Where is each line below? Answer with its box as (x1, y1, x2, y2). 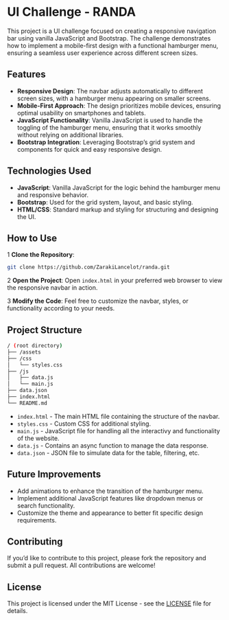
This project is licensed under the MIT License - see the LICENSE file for (7, 599, 211, 608)
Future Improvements (7, 468, 101, 481)
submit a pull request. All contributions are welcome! (7, 561, 156, 570)
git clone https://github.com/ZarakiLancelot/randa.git (7, 264, 170, 271)
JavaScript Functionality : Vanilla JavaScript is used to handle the (16, 116, 204, 124)
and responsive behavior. (16, 190, 89, 199)
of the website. (16, 434, 60, 442)
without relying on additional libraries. (16, 130, 124, 139)
